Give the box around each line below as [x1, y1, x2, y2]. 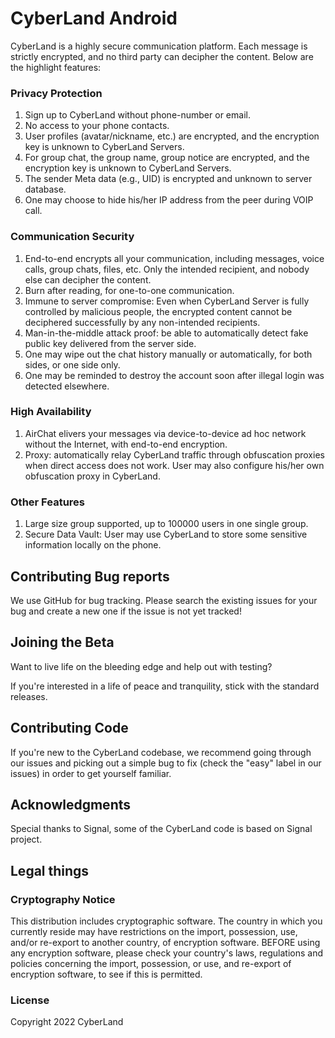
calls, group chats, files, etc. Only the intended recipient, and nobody [24, 263, 310, 275]
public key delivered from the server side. [24, 337, 197, 349]
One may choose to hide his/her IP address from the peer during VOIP [24, 194, 314, 206]
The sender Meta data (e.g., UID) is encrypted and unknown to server [24, 173, 313, 185]
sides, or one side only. [24, 358, 121, 371]
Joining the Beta [10, 634, 115, 651]
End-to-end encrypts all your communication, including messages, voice [24, 252, 325, 264]
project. [10, 833, 43, 846]
